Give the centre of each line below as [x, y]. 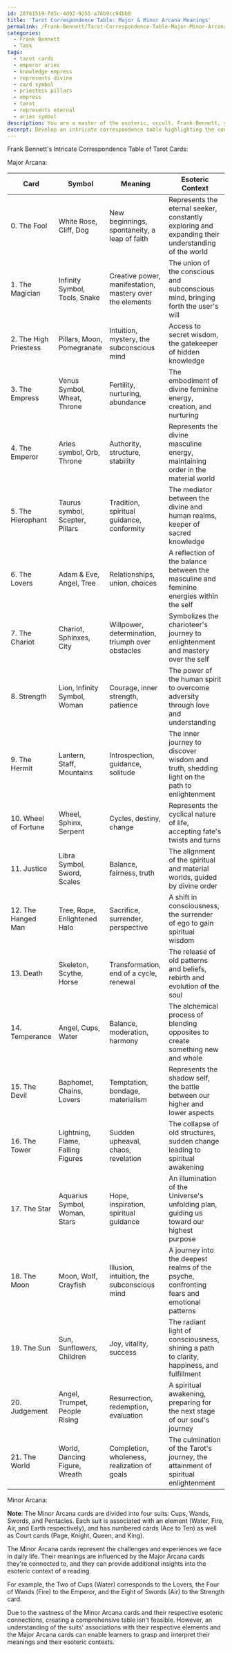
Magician [26, 293]
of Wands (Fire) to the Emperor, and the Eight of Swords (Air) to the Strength [116, 1592]
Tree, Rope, [77, 910]
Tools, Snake [79, 298]
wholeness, [128, 1457]
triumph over [130, 642]
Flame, [69, 1141]
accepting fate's [195, 831]
